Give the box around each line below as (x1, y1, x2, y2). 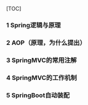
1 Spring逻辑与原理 (6, 21, 61, 29)
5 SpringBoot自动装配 (6, 91, 70, 99)
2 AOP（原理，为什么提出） (6, 38, 86, 47)
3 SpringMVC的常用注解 (6, 56, 77, 64)
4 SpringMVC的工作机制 (6, 73, 77, 82)
